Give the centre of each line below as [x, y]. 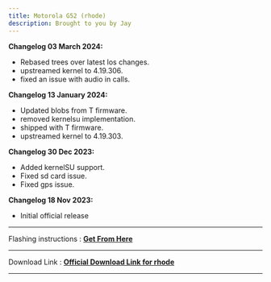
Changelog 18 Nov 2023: [51, 200]
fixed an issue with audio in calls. [75, 79]
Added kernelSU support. [62, 167]
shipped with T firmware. [62, 127]
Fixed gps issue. [47, 184]
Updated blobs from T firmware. [73, 110]
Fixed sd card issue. [53, 176]
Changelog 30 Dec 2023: [52, 151]
